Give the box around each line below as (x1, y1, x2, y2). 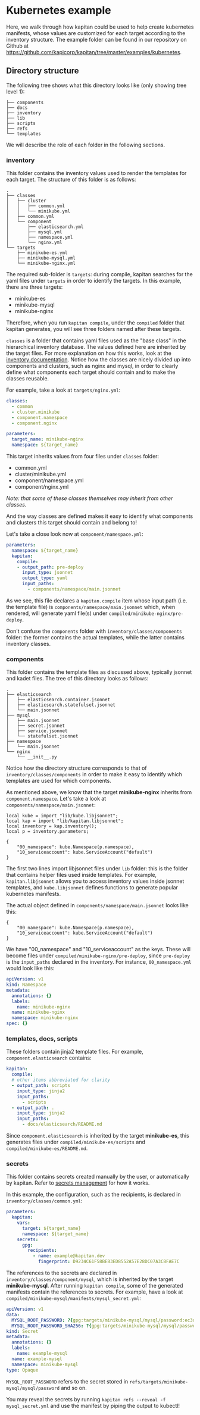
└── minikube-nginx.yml (17, 260, 76, 267)
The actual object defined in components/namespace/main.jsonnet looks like (6, 902, 189, 909)
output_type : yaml (21, 575, 68, 581)
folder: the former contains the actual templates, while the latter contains (6, 633, 185, 641)
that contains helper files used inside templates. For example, (6, 872, 157, 879)
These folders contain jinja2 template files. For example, (6, 1048, 144, 1055)
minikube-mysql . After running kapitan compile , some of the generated (6, 1282, 183, 1289)
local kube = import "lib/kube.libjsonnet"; (6, 813, 118, 819)
